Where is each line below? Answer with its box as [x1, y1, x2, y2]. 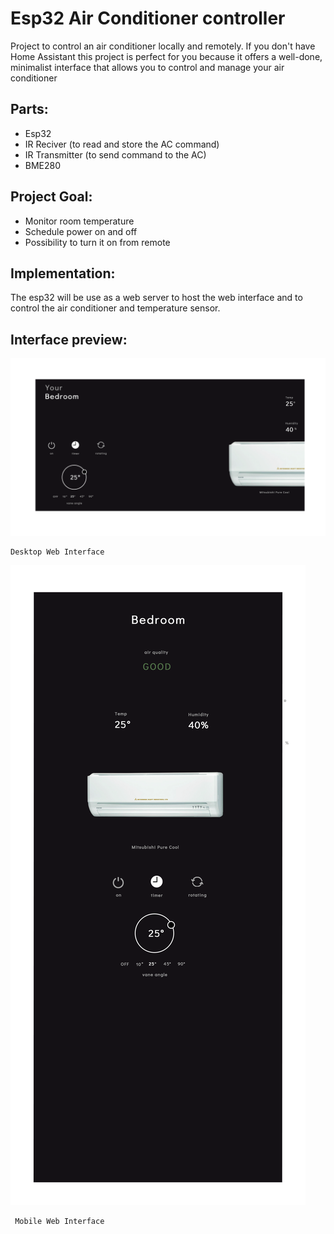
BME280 [24, 159, 62, 171]
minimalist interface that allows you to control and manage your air [10, 61, 285, 73]
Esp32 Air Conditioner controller [10, 7, 286, 30]
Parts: [10, 101, 49, 118]
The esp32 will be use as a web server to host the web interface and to [10, 292, 303, 304]
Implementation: [10, 265, 116, 282]
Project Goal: [10, 188, 93, 206]
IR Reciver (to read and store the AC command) [24, 138, 220, 150]
